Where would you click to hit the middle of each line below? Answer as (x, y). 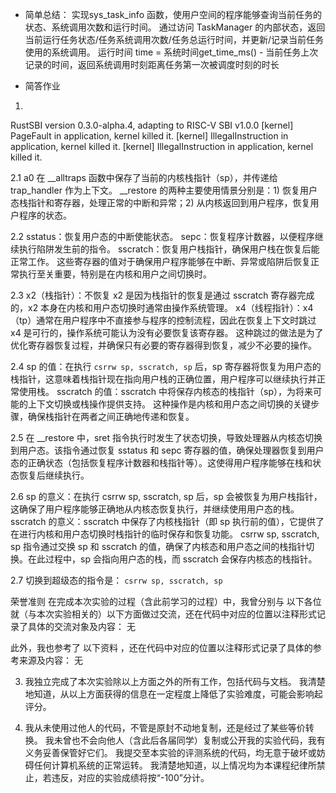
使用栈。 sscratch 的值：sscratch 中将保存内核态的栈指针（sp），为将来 (166, 391)
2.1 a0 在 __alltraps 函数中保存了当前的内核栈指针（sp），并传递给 (144, 177)
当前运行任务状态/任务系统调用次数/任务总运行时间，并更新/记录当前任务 (174, 39)
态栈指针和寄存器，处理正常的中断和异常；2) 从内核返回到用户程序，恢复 (160, 202)
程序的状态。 (45, 215)
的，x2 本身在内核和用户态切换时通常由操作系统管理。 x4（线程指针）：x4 (162, 307)
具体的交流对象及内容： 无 (81, 626)
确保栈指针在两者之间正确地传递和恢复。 (111, 416)
